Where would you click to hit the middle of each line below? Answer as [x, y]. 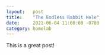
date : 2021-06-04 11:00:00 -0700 [53, 23]
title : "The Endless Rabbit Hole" [53, 17]
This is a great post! [30, 45]
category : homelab [29, 28]
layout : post [25, 12]
